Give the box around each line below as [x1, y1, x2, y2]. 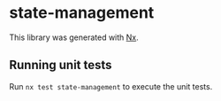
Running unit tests [9, 58, 112, 73]
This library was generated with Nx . [9, 32, 139, 43]
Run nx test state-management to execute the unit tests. [9, 81, 213, 91]
